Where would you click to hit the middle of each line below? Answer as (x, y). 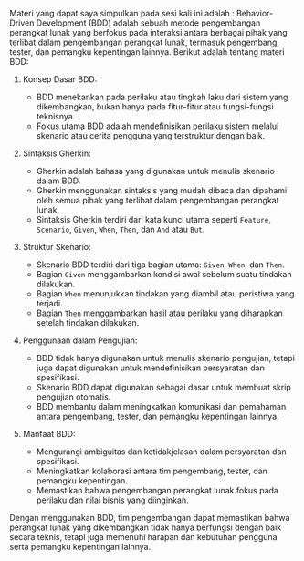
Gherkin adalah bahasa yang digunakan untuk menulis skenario (156, 171)
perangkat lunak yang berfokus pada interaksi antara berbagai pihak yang (148, 32)
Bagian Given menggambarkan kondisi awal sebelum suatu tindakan (164, 274)
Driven (22, 23)
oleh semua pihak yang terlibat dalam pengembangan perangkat (158, 200)
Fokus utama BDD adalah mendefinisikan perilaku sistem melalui (157, 126)
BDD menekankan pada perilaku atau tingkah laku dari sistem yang (162, 97)
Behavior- (255, 13)
